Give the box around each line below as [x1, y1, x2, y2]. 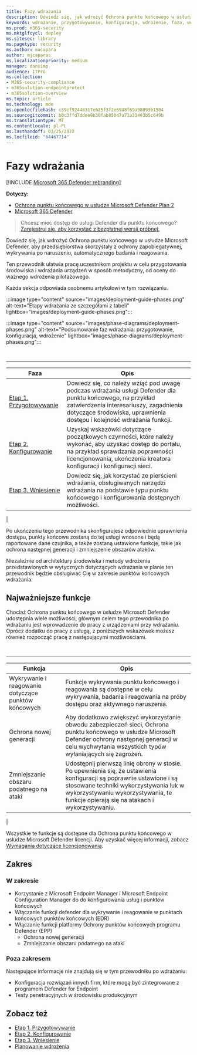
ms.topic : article [6, 96, 51, 102]
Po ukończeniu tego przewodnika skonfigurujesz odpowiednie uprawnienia [6, 527, 188, 534]
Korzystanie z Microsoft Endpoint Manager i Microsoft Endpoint [14, 890, 168, 897]
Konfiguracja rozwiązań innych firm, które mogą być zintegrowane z [14, 979, 180, 986]
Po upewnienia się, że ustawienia [65, 766, 157, 775]
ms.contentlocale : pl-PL [6, 123, 67, 129]
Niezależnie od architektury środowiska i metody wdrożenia [6, 557, 151, 564]
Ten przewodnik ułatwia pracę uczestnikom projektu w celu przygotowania [6, 261, 186, 268]
